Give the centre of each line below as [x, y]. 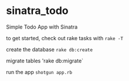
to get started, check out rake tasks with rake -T [65, 38]
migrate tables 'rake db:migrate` [45, 61]
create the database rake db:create [49, 49]
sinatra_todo [37, 11]
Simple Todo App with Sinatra [42, 27]
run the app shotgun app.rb [39, 72]
